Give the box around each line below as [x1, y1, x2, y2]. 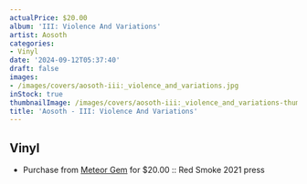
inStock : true [9, 89, 64, 98]
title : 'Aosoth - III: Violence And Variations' [9, 107, 198, 116]
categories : [9, 38, 55, 48]
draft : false [9, 65, 59, 74]
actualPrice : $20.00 [9, 13, 89, 23]
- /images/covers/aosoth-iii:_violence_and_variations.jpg [9, 81, 239, 90]
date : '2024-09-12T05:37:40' [9, 56, 121, 65]
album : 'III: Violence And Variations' [9, 22, 162, 31]
